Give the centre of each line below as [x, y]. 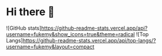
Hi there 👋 [30, 12]
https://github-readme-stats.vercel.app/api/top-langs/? [90, 40]
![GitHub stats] [24, 28]
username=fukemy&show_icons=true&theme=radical [70, 34]
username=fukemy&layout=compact [50, 47]
